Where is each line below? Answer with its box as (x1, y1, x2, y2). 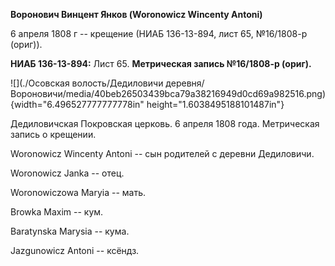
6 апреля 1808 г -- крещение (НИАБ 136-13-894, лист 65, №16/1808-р (10, 28, 308, 39)
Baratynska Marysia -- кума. (10, 225, 130, 237)
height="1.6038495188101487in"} (146, 99, 285, 110)
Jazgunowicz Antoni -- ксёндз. (10, 245, 140, 256)
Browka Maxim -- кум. (10, 206, 104, 218)
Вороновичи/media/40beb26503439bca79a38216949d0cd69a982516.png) (10, 88, 326, 99)
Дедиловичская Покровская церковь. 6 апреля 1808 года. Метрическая (10, 118, 320, 129)
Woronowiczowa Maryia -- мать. (10, 187, 146, 198)
